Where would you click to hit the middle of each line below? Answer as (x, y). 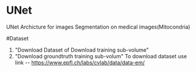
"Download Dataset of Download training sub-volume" (82, 50)
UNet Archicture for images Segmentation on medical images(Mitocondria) (98, 27)
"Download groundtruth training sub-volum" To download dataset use (101, 56)
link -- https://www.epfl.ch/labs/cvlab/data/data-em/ (80, 62)
